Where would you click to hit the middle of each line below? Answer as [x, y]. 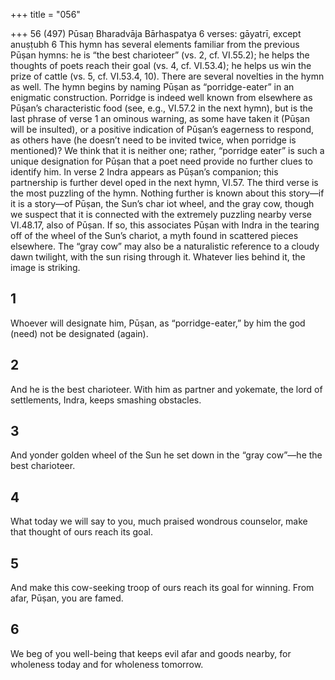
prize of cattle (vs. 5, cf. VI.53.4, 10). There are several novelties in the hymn [167, 76]
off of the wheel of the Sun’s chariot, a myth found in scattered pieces [154, 235]
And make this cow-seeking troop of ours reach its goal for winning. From [162, 588]
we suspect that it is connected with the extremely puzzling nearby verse [161, 214]
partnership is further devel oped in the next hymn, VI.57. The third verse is [164, 182]
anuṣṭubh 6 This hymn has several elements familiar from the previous [155, 44]
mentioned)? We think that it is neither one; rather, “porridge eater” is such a [167, 150]
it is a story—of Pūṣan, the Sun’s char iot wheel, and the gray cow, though [162, 203]
